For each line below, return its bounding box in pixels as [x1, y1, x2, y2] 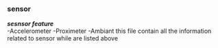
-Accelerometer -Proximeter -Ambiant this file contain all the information [7, 27, 212, 35]
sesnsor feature [7, 20, 54, 28]
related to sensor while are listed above [7, 34, 119, 43]
